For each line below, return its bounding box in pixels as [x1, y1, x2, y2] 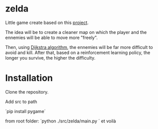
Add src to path [5, 98, 38, 104]
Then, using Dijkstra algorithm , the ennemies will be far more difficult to [5, 44, 153, 50]
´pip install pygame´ [5, 108, 46, 114]
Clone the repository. [5, 88, 49, 95]
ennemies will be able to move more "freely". [5, 34, 98, 40]
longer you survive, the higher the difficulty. [5, 54, 96, 60]
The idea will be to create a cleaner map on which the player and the [5, 29, 147, 35]
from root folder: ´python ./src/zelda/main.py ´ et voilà [5, 118, 116, 124]
